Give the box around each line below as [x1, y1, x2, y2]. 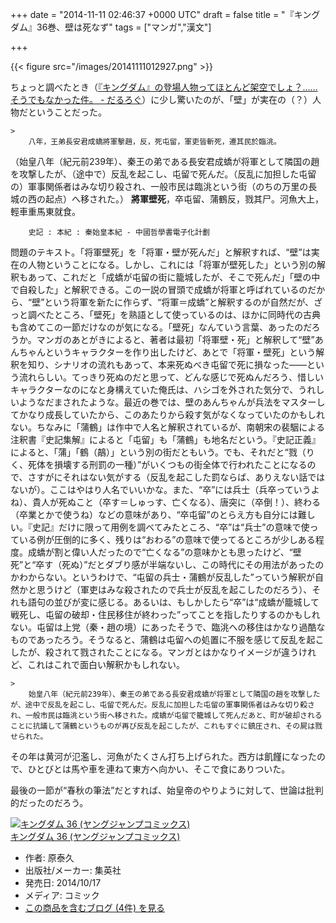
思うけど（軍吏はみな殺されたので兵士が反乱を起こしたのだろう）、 [36, 584, 313, 595]
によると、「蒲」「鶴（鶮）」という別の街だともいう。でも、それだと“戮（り [10, 446, 315, 458]
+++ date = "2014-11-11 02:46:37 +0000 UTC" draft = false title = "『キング [10, 9, 321, 20]
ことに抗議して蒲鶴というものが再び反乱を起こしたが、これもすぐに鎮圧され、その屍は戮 [10, 721, 323, 731]
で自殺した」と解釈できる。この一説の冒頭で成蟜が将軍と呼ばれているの [10, 284, 308, 295]
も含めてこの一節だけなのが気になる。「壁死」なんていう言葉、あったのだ [10, 321, 312, 333]
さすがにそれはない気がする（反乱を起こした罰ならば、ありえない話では [27, 471, 326, 483]
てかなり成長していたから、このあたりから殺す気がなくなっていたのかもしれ [10, 409, 325, 420]
